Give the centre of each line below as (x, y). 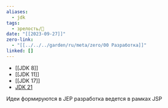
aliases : (17, 12)
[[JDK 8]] (26, 68)
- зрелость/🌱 (28, 28)
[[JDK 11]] (27, 74)
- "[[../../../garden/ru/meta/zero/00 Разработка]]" (79, 46)
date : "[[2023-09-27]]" (36, 34)
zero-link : (20, 40)
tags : (13, 23)
